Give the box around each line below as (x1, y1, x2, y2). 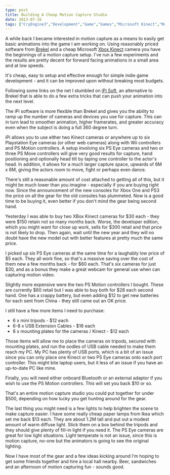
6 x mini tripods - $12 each (12, 318, 69, 324)
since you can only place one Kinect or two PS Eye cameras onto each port (5, 354, 162, 361)
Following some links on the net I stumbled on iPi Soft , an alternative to (5, 87, 153, 94)
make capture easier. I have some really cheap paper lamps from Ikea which (5, 411, 164, 417)
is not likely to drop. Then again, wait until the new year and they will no (5, 230, 154, 236)
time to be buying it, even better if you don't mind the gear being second (5, 198, 157, 204)
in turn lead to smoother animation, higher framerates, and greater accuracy (5, 119, 164, 125)
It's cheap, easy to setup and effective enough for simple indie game (5, 72, 149, 79)
